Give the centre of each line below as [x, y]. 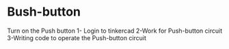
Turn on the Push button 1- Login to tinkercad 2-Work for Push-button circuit [115, 31]
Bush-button [44, 12]
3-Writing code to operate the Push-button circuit [77, 37]
